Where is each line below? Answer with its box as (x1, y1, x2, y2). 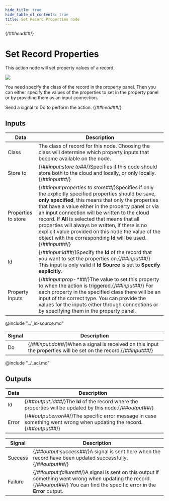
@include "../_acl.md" (5, 360, 50, 366)
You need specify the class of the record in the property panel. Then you (5, 84, 156, 90)
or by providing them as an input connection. (5, 95, 98, 101)
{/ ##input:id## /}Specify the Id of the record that (38, 249, 152, 256)
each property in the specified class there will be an (38, 289, 161, 296)
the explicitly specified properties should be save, (38, 190, 156, 197)
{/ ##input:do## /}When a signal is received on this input (28, 341, 159, 348)
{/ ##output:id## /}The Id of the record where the (24, 398, 138, 405)
